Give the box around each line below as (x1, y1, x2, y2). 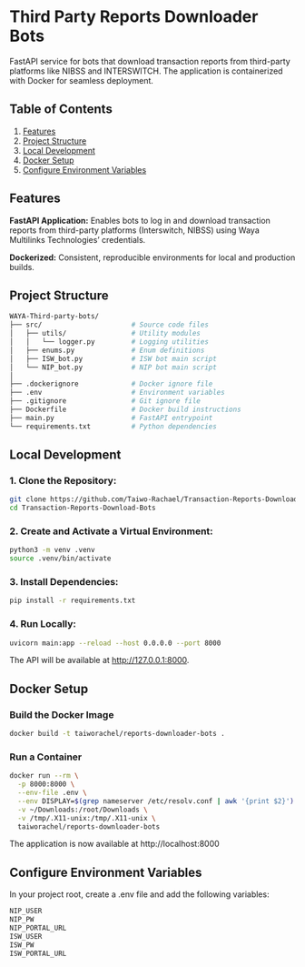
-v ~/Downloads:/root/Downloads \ (17, 805, 148, 814)
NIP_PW (9, 915, 34, 924)
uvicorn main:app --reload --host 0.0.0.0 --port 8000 (9, 639, 221, 648)
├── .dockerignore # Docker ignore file (9, 379, 213, 388)
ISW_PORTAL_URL (9, 949, 67, 958)
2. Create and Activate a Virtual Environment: (9, 525, 213, 538)
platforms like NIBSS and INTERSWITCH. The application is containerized (9, 65, 283, 76)
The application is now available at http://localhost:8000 (9, 839, 220, 850)
